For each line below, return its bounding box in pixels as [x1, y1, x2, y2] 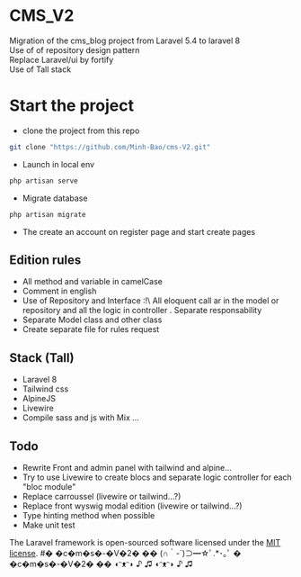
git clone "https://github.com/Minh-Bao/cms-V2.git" [9, 142, 211, 151]
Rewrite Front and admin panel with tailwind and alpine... [22, 462, 232, 473]
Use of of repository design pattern [9, 44, 140, 55]
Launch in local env [22, 158, 95, 169]
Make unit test [22, 519, 75, 530]
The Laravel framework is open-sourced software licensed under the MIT [9, 536, 281, 547]
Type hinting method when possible [22, 509, 155, 520]
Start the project [9, 95, 135, 116]
